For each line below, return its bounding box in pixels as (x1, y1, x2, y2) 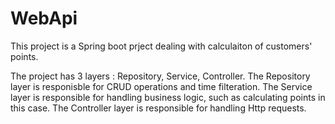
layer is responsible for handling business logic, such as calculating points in (10, 91, 326, 103)
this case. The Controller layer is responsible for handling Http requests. (10, 102, 307, 114)
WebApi (10, 7, 78, 30)
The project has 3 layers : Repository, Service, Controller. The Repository (10, 70, 311, 82)
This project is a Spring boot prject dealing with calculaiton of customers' (10, 40, 313, 52)
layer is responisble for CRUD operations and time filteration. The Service (10, 80, 313, 92)
